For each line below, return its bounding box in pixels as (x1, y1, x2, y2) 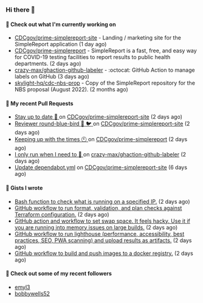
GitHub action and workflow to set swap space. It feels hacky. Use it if (14, 217, 191, 225)
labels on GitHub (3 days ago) (14, 73, 89, 80)
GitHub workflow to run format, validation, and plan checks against (14, 204, 182, 212)
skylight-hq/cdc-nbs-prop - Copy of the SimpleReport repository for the (14, 79, 196, 87)
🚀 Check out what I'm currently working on (5, 21, 116, 28)
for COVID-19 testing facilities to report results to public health (14, 54, 171, 61)
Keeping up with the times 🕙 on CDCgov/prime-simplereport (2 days (14, 136, 188, 143)
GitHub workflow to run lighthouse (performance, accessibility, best (14, 230, 185, 237)
